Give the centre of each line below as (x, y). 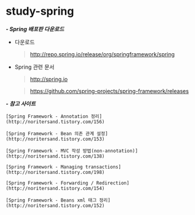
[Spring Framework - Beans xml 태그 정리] (58, 200)
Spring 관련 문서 (34, 67)
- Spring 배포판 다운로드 (35, 29)
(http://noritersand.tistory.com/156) (55, 122)
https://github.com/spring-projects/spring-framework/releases (109, 91)
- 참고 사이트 (21, 104)
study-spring (40, 11)
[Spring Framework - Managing (44, 167)
